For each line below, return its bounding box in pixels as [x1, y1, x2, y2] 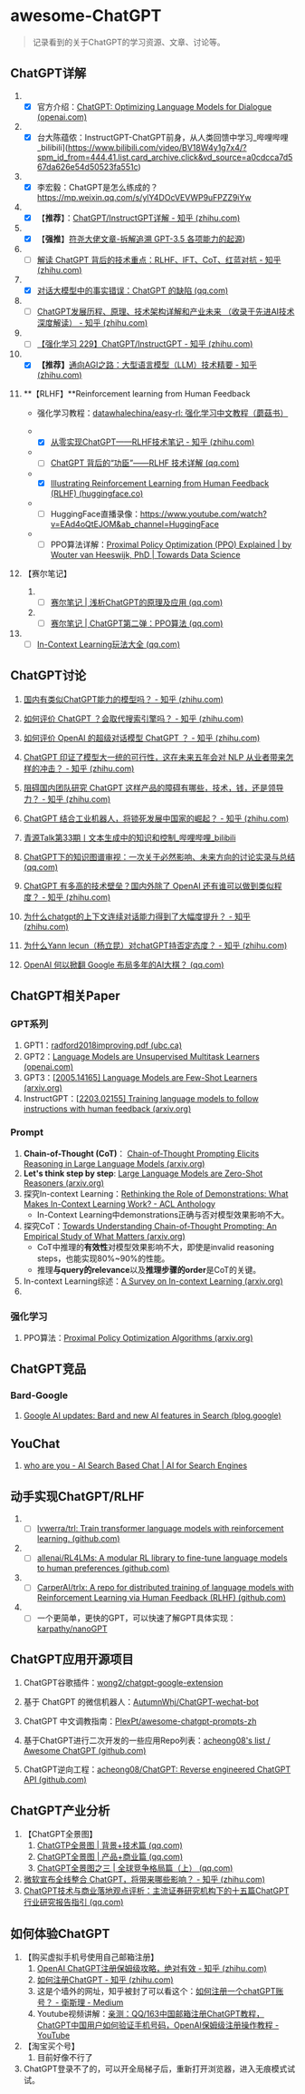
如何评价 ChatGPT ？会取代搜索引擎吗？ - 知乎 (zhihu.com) [23, 713, 244, 724]
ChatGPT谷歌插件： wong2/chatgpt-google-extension [23, 1678, 224, 1688]
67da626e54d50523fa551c [36, 161, 138, 172]
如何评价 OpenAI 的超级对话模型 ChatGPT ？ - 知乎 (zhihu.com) [23, 732, 261, 743]
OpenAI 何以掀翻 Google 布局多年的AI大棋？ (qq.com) [23, 959, 224, 970]
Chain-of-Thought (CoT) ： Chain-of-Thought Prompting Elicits [23, 1148, 260, 1159]
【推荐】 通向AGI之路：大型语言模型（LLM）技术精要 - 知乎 [36, 359, 257, 370]
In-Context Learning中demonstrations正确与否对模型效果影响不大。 [36, 1208, 290, 1220]
